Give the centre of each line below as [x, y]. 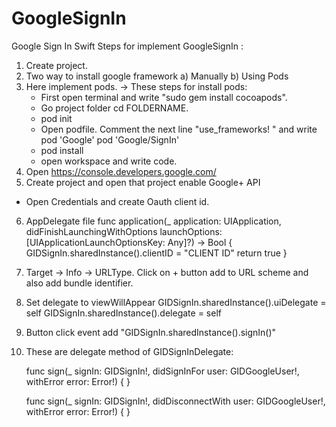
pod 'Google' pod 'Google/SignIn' [110, 139]
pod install [62, 150]
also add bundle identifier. [79, 283]
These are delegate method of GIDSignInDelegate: [129, 351]
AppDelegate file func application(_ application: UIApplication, [153, 221]
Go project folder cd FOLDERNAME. [114, 108]
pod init [56, 118]
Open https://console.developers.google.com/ [121, 171]
